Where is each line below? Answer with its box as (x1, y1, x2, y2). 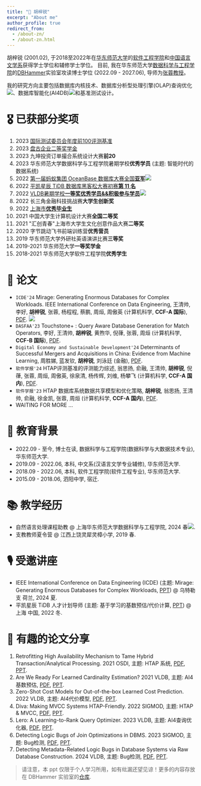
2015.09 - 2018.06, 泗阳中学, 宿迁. (15, 475, 99, 483)
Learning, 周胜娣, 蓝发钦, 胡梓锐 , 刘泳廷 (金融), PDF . (15, 357, 143, 364)
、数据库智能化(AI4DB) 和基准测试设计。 (13, 90, 117, 96)
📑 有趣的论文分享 (7, 632, 90, 646)
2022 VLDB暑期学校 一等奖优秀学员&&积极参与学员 (15, 190, 140, 197)
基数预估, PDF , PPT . (15, 681, 65, 688)
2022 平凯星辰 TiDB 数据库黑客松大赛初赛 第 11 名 (15, 182, 136, 189)
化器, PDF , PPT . (15, 724, 54, 731)
